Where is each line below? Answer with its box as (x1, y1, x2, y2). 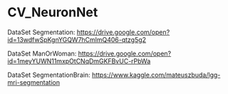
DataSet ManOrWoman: (7, 49, 77, 58)
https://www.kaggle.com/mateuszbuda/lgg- (91, 70, 221, 79)
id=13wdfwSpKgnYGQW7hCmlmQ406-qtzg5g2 (7, 35, 147, 43)
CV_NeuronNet (7, 4, 98, 21)
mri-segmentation (7, 78, 61, 86)
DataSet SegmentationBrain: (7, 70, 90, 79)
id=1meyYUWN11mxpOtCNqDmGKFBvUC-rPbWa (7, 56, 151, 65)
